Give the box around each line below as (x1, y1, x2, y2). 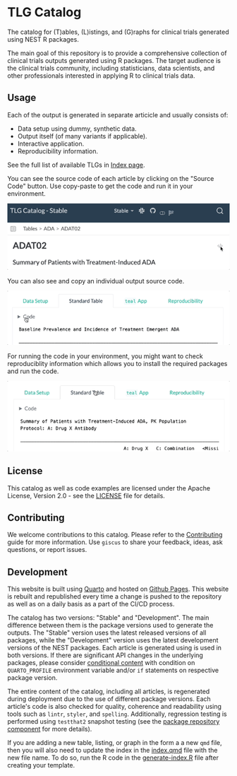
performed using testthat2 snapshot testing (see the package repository (7, 717, 220, 726)
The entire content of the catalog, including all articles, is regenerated (7, 687, 210, 696)
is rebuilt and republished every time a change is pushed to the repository (7, 592, 222, 601)
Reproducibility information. (17, 146, 99, 155)
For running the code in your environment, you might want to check (7, 352, 203, 360)
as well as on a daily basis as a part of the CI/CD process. (7, 600, 175, 609)
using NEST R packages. (7, 35, 79, 43)
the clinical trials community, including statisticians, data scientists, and (7, 64, 215, 72)
